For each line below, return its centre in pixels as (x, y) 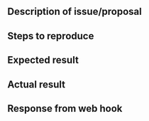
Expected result (43, 60)
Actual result (37, 84)
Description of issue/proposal (74, 12)
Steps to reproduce (51, 36)
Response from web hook (65, 109)
